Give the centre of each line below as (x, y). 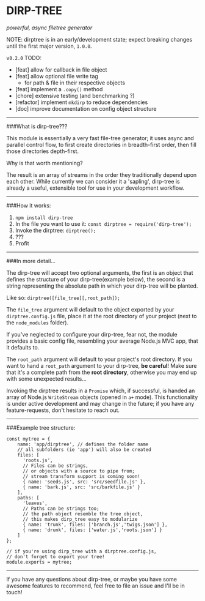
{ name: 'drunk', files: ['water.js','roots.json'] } (92, 530)
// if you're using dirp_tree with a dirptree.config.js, (81, 551)
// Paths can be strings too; (61, 509)
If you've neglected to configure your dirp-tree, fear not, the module (92, 334)
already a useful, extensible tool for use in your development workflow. (95, 188)
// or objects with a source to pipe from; (79, 471)
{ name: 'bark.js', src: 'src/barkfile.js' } (81, 487)
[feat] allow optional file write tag (57, 76)
